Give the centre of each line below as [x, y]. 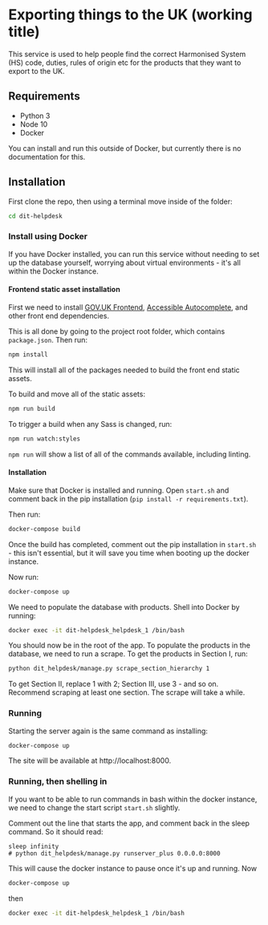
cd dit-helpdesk [35, 216]
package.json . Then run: [48, 339]
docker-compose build [45, 529]
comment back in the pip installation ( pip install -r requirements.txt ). [128, 498]
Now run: [23, 577]
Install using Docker [48, 237]
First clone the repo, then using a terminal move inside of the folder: [120, 201]
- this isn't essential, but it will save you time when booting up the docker [129, 553]
